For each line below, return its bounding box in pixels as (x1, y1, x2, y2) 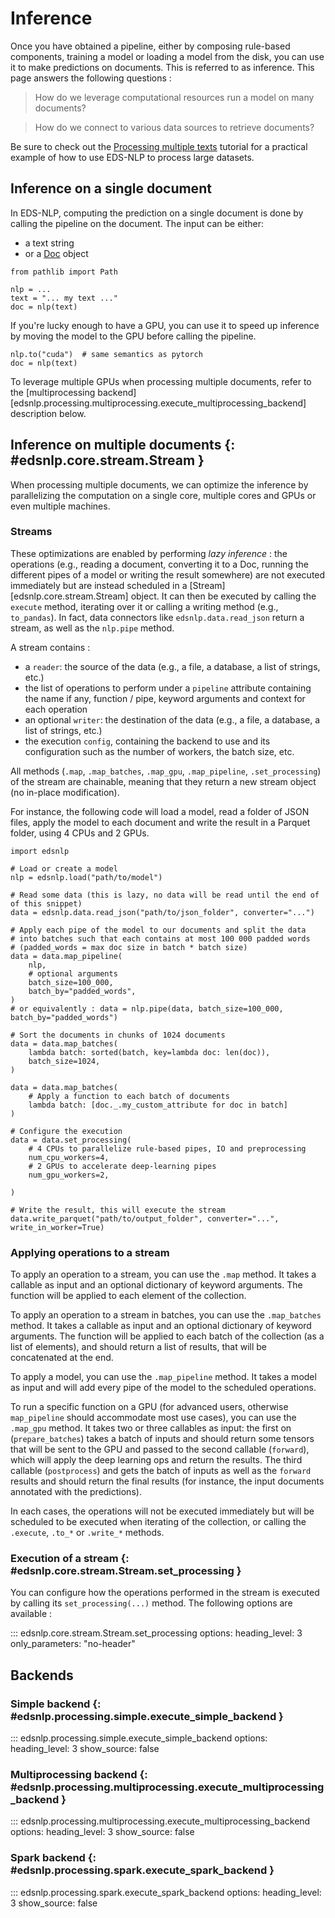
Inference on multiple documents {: (10, 437, 236, 454)
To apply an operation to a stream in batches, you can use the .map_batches (10, 1309, 322, 1321)
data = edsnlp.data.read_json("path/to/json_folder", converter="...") (10, 907, 315, 917)
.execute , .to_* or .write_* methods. (10, 1527, 165, 1539)
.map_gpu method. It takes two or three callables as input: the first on (10, 1422, 292, 1434)
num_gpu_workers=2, (28, 1170, 110, 1180)
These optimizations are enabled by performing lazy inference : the (10, 547, 288, 559)
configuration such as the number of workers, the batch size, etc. (24, 745, 295, 757)
